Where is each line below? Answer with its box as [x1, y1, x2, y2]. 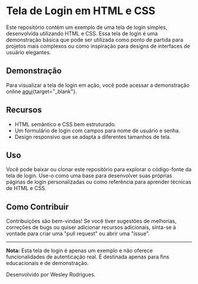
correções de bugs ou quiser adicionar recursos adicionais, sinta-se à [6, 224, 176, 231]
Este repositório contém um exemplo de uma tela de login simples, [6, 24, 168, 31]
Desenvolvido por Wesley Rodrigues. [6, 271, 96, 278]
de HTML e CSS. [6, 185, 47, 192]
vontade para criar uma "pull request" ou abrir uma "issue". [6, 230, 150, 237]
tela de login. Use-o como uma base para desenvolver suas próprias [6, 172, 173, 179]
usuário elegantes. [6, 48, 51, 56]
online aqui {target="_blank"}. [6, 87, 77, 95]
